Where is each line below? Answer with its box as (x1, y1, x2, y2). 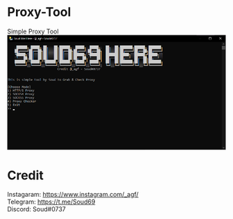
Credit (7, 168, 44, 183)
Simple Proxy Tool (7, 27, 59, 35)
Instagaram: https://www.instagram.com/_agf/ (7, 190, 139, 199)
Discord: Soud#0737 (7, 205, 66, 213)
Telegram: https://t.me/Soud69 (7, 197, 96, 206)
